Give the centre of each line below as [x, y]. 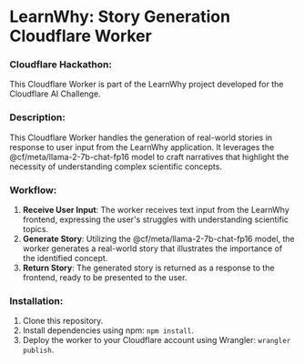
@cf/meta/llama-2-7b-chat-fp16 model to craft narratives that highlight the [149, 157]
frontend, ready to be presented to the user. [105, 278]
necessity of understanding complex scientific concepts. [116, 167]
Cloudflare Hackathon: [61, 65]
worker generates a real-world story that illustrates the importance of [152, 248]
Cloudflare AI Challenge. [56, 94]
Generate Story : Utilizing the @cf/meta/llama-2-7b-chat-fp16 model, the [159, 239]
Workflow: [33, 190]
